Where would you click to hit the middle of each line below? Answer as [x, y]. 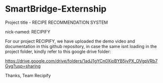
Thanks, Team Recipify [28, 75]
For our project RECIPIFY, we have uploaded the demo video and [70, 41]
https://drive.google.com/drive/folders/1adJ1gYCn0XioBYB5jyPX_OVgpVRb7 [81, 61]
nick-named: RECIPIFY [28, 32]
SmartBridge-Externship [56, 9]
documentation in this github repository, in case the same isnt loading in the [81, 46]
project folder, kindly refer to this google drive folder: [58, 51]
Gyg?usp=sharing [23, 66]
